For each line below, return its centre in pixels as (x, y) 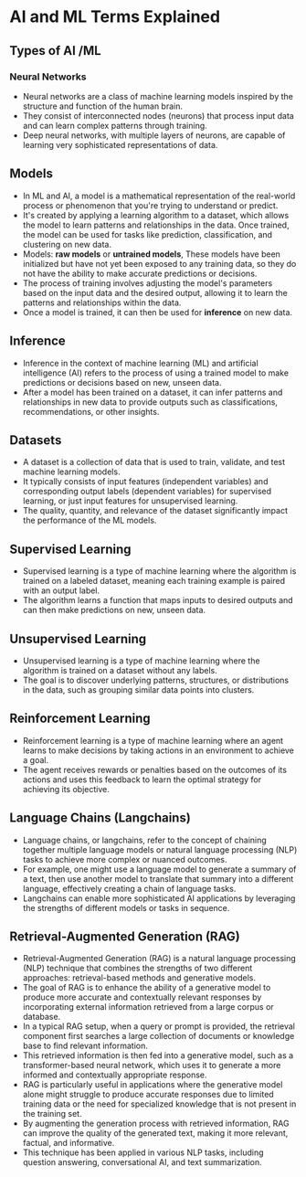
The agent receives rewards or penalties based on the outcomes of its (155, 769)
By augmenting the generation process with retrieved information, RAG (156, 1124)
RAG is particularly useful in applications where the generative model (153, 1085)
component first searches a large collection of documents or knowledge (158, 1036)
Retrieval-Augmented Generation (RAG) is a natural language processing (159, 959)
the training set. (52, 1114)
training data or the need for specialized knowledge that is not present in (159, 1104)
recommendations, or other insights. (91, 411)
